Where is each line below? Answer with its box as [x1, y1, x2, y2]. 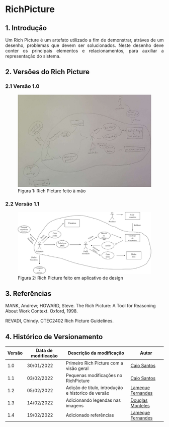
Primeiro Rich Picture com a [65, 360, 123, 366]
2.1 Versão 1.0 [5, 83, 40, 90]
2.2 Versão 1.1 [5, 200, 40, 207]
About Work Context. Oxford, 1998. [5, 308, 78, 314]
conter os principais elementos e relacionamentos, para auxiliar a [5, 48, 164, 54]
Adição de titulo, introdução [65, 385, 123, 391]
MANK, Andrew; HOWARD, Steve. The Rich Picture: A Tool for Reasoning [5, 303, 156, 309]
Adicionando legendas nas [65, 397, 121, 403]
